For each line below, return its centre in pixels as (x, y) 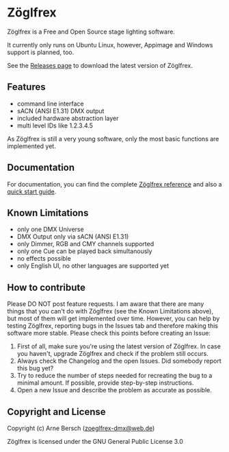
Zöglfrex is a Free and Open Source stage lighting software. (91, 32)
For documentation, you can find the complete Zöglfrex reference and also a (114, 184)
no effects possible (44, 259)
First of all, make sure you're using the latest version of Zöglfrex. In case (119, 346)
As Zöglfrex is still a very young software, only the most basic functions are (113, 139)
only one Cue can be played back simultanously (84, 251)
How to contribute (46, 287)
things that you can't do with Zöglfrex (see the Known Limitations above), (110, 311)
